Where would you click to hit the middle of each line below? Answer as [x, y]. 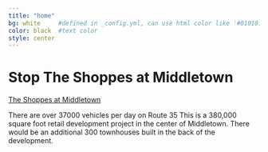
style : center [32, 38]
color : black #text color [53, 30]
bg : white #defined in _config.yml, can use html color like [119, 23]
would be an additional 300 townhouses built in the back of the [112, 132]
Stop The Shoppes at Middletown [121, 78]
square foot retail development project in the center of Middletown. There [129, 124]
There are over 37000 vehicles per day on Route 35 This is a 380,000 [122, 115]
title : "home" [32, 16]
